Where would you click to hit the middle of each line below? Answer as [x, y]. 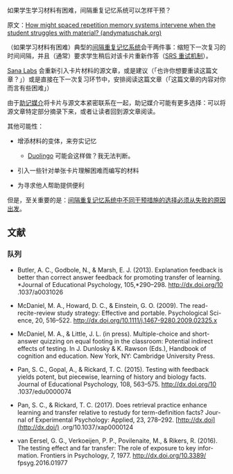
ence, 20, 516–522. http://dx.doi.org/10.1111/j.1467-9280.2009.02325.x [117, 320]
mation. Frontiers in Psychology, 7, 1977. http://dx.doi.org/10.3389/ [112, 455]
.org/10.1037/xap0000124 [97, 427]
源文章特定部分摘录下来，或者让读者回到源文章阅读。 [83, 111]
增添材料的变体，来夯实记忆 [57, 141]
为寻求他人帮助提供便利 [51, 185]
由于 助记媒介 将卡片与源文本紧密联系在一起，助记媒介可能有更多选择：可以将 [116, 103]
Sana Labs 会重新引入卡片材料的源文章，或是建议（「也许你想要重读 [103, 71]
